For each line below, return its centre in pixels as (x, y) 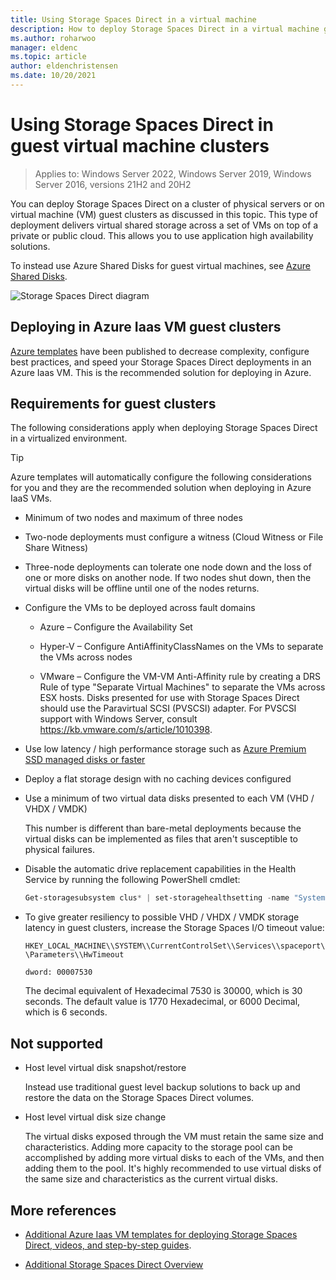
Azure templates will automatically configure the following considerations (161, 477)
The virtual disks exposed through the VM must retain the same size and (174, 1137)
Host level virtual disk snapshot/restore (105, 1068)
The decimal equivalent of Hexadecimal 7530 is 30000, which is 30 (163, 991)
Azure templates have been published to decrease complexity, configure (160, 351)
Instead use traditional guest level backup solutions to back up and (162, 1087)
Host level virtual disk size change (95, 1117)
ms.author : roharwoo (53, 38)
